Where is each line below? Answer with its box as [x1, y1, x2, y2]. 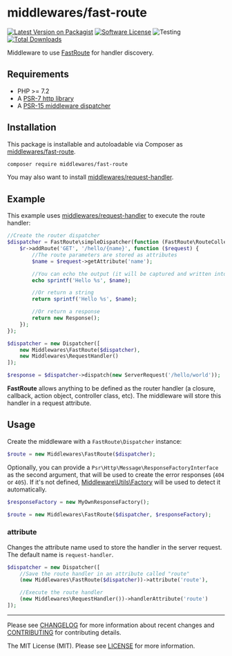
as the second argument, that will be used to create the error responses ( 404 [7, 470, 224, 478]
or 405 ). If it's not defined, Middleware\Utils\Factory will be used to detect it [7, 478, 221, 486]
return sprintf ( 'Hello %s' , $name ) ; [32, 296, 137, 303]
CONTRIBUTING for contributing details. [7, 628, 122, 637]
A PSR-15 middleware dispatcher [17, 102, 111, 110]
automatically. [7, 485, 47, 494]
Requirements [7, 68, 69, 80]
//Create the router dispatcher [7, 232, 100, 239]
